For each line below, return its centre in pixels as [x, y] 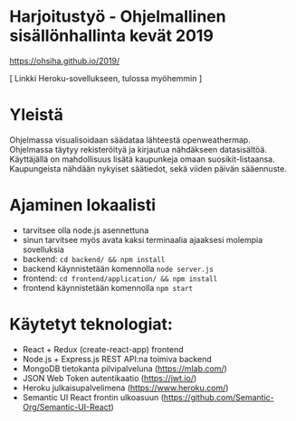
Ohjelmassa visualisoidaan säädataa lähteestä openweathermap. [130, 140]
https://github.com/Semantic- [219, 397]
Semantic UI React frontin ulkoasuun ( [93, 397]
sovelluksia [43, 249]
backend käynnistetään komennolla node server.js [118, 268]
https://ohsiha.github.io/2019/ [65, 61]
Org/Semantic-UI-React [67, 407]
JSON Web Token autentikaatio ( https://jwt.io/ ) [110, 378]
